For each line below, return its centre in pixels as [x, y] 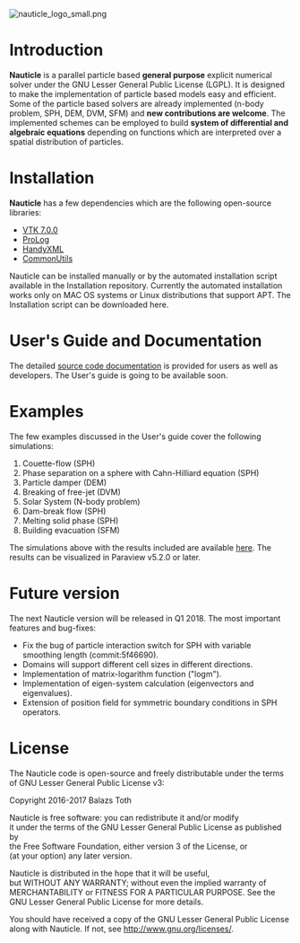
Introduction [56, 50]
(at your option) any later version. [71, 855]
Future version [64, 593]
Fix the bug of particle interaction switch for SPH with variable [137, 645]
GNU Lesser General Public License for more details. [107, 902]
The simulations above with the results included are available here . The [140, 547]
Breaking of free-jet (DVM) [71, 492]
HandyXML [43, 249]
